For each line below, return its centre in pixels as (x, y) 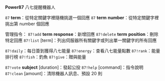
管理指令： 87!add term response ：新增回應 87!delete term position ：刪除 (82, 34)
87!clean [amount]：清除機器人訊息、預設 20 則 (54, 73)
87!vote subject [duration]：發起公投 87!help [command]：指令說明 (74, 67)
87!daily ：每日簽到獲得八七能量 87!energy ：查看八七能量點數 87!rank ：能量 (83, 51)
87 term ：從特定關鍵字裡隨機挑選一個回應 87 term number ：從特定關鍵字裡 (82, 18)
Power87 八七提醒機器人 (30, 7)
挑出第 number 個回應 (27, 24)
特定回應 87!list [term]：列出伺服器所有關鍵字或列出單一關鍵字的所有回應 (81, 40)
